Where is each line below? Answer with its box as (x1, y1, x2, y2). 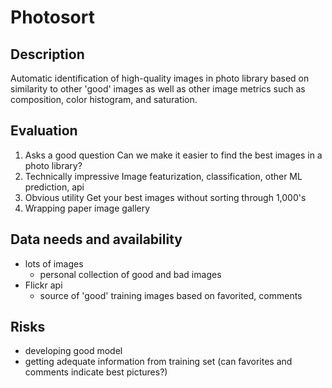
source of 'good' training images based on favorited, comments (39, 289, 303, 301)
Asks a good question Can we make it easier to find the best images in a (24, 149, 323, 161)
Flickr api (24, 279, 63, 291)
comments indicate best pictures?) (24, 366, 168, 378)
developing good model (24, 345, 123, 357)
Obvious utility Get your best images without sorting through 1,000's (24, 191, 307, 203)
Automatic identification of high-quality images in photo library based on (10, 72, 310, 84)
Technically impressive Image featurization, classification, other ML (24, 170, 303, 182)
